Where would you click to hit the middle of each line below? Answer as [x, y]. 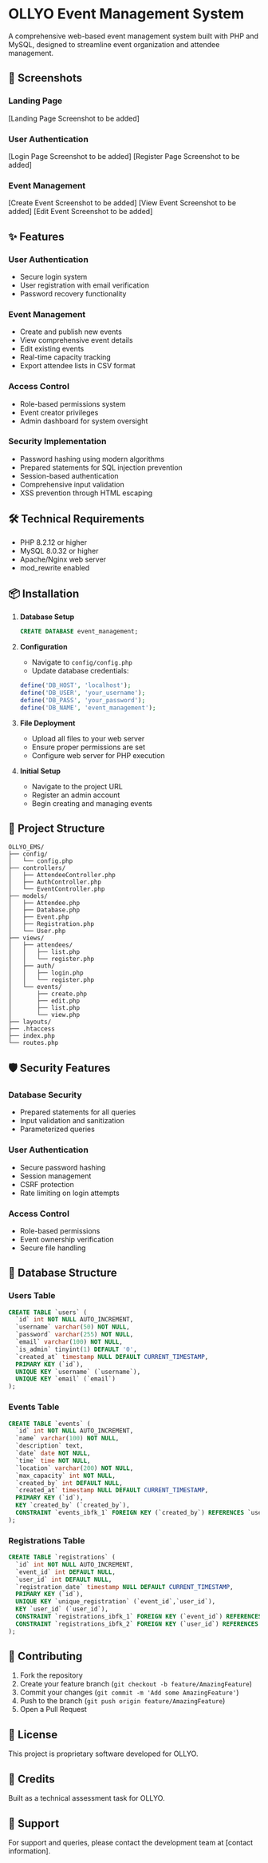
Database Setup [47, 617]
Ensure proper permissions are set [89, 747]
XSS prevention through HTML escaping [86, 493]
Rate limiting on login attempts [69, 1193]
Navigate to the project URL [77, 786]
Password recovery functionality [73, 293]
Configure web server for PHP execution [98, 755]
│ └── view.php [44, 1015]
